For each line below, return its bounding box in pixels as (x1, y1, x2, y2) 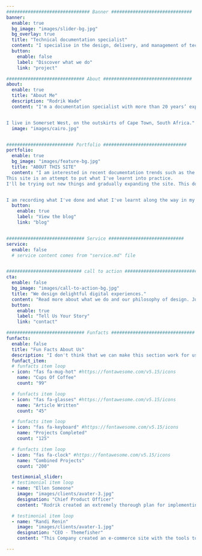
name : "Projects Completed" (17, 430, 87, 436)
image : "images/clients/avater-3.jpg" (17, 491, 114, 497)
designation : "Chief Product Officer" (17, 496, 114, 502)
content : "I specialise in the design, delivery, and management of (11, 43, 187, 49)
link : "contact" (17, 319, 58, 325)
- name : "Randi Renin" (11, 519, 69, 525)
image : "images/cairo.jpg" (11, 125, 79, 131)
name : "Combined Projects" (17, 457, 85, 464)
